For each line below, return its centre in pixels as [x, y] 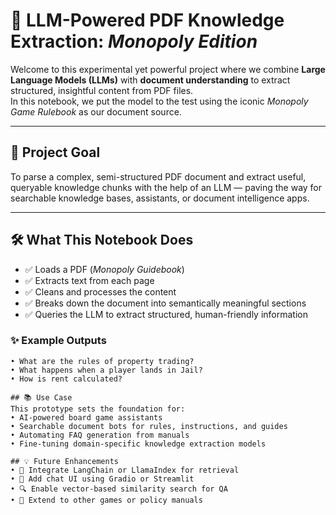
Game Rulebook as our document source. [96, 111]
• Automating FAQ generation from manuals [100, 435]
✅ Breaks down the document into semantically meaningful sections [165, 303]
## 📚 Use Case [41, 397]
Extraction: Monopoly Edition [134, 41]
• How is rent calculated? [66, 379]
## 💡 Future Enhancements [64, 461]
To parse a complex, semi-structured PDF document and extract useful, [158, 176]
